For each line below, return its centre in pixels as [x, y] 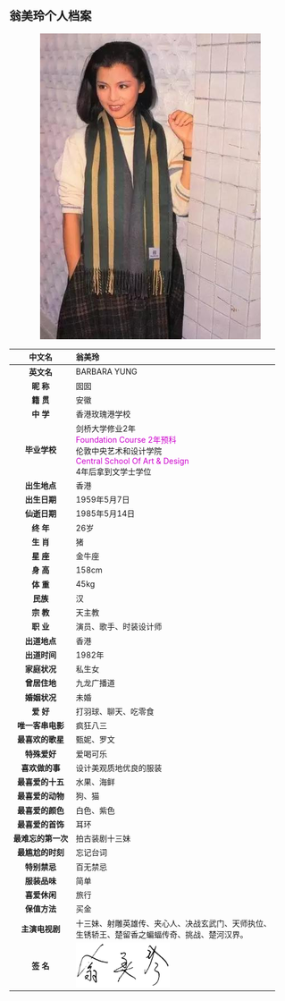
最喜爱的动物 [41, 796]
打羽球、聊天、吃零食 [115, 711]
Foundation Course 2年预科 [126, 439]
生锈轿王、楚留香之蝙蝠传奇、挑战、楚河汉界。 [162, 934]
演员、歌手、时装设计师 [119, 627]
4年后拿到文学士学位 [113, 471]
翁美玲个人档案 [50, 16]
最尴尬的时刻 [41, 853]
